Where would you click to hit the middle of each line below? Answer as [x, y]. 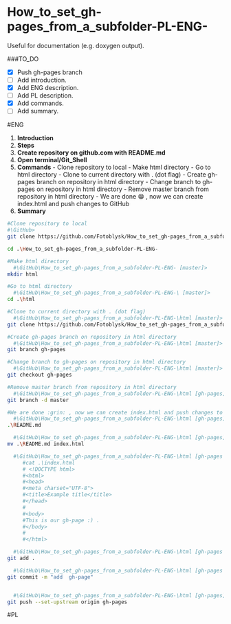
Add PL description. [45, 96]
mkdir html [23, 274]
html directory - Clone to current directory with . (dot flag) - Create [111, 175]
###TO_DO [23, 58]
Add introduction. [42, 80]
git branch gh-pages [37, 350]
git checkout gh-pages [40, 375]
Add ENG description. [48, 88]
